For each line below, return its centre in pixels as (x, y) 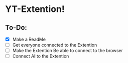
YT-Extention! (35, 9)
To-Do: (16, 28)
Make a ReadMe (29, 39)
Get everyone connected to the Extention (55, 45)
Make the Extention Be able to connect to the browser (67, 51)
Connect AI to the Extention (41, 56)
